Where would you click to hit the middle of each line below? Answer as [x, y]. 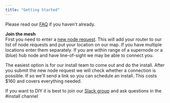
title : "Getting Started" [32, 10]
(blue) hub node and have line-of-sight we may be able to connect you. [79, 55]
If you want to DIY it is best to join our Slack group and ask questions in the [83, 90]
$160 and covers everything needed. [44, 81]
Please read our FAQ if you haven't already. [50, 24]
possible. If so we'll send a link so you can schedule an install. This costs [81, 75]
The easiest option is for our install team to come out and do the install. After [85, 65]
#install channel [22, 96]
